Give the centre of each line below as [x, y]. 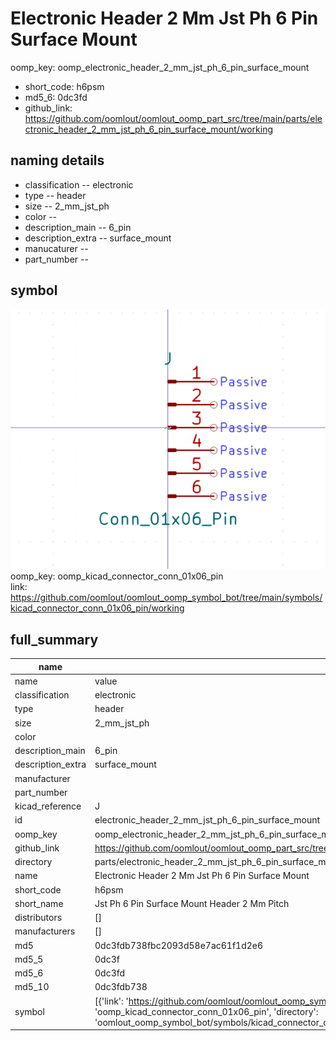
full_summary [54, 639]
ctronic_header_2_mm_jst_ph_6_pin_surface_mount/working [148, 129]
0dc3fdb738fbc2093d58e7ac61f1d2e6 [179, 945]
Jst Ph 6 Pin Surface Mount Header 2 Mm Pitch [192, 903]
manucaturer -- [56, 248]
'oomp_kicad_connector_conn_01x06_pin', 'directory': [206, 1011]
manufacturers [45, 931]
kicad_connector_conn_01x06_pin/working [97, 608]
